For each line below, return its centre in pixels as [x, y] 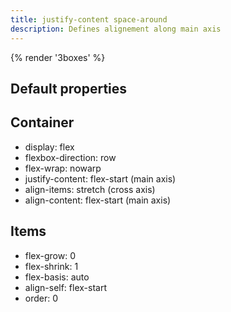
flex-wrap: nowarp [63, 168]
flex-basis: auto [57, 277]
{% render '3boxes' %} [58, 57]
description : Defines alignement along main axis [116, 29]
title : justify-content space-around [89, 19]
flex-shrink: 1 [51, 266]
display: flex [49, 147]
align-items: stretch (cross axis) [90, 189]
